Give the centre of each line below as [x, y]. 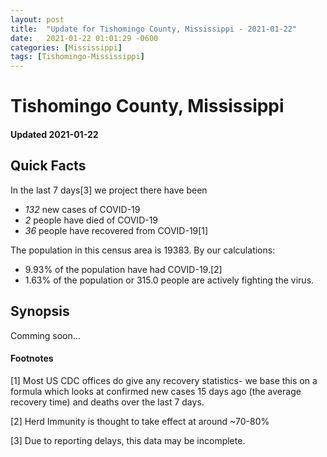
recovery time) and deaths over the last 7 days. [107, 402]
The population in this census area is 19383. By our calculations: [143, 250]
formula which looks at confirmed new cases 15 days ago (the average [156, 391]
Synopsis [40, 311]
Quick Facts [48, 166]
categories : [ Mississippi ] [66, 47]
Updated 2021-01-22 [54, 134]
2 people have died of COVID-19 [91, 220]
